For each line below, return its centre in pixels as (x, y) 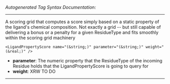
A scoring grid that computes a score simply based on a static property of (82, 22)
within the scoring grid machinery (40, 38)
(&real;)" (16, 51)
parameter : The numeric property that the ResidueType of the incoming (88, 61)
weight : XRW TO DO (34, 71)
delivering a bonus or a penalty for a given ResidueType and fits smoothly (82, 32)
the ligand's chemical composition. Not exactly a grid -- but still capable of (83, 27)
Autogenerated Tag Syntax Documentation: (51, 7)
